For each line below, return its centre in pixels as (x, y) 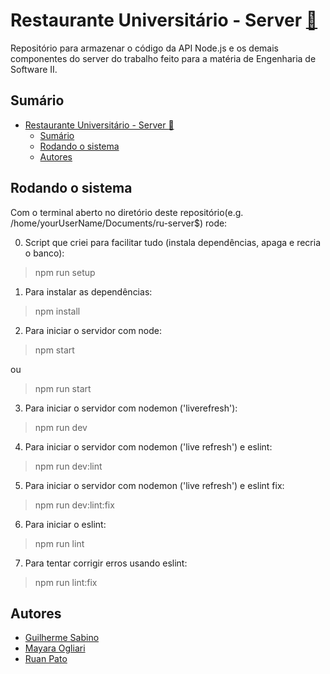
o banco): (44, 253)
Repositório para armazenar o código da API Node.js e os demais (144, 48)
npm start (54, 350)
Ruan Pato (46, 659)
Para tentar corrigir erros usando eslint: (106, 563)
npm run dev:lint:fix (74, 505)
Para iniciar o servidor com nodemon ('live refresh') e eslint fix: (154, 485)
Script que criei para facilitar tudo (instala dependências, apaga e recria (173, 242)
